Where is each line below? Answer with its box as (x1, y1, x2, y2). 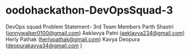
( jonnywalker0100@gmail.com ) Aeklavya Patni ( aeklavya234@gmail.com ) (5, 29, 185, 36)
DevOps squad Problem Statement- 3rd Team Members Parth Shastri (5, 23, 174, 30)
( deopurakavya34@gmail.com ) (5, 42, 83, 49)
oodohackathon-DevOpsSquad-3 (5, 4, 173, 17)
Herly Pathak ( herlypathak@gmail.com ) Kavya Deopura (5, 35, 140, 43)
